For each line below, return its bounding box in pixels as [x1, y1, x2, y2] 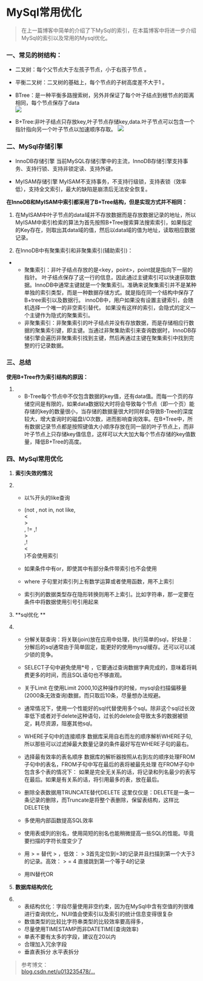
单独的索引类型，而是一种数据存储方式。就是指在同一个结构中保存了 [24, 288, 195, 296]
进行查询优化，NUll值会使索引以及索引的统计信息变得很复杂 [24, 910, 173, 918]
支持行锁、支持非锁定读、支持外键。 [25, 165, 116, 172]
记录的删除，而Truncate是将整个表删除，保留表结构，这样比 [29, 796, 180, 803]
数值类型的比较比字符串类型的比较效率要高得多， [24, 918, 147, 925]
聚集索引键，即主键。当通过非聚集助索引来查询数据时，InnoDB [35, 327, 191, 334]
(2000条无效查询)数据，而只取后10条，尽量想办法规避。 [24, 692, 164, 699]
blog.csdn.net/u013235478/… [21, 968, 96, 976]
